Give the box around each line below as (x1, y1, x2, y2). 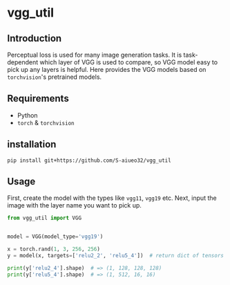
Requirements (7, 93, 69, 104)
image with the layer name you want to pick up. (7, 201, 142, 210)
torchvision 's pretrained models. (7, 73, 102, 81)
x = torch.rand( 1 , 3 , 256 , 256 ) (7, 246, 100, 253)
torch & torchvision (17, 118, 75, 127)
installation (7, 138, 57, 150)
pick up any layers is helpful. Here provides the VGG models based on (7, 66, 207, 73)
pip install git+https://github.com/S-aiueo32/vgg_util (7, 157, 171, 164)
